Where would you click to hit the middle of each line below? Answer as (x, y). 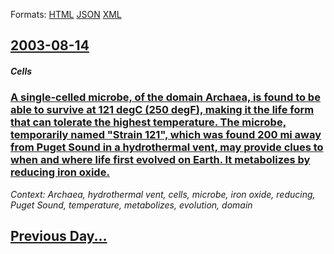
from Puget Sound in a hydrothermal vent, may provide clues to (167, 147)
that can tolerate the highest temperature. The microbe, (148, 122)
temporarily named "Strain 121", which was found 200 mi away (166, 135)
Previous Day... (59, 236)
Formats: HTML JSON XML (66, 14)
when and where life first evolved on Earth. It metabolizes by (160, 160)
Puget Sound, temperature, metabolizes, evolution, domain (131, 205)
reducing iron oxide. (60, 172)
